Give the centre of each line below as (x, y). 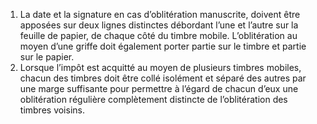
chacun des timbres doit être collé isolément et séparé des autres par (163, 78)
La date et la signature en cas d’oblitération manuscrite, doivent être (160, 14)
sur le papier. (47, 57)
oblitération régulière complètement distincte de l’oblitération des (153, 99)
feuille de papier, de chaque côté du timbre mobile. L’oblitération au (158, 35)
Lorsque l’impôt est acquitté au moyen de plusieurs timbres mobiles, (160, 67)
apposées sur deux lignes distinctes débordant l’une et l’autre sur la (159, 25)
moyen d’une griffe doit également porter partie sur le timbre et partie (163, 46)
